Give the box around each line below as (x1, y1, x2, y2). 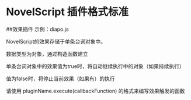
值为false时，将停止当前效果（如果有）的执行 (6, 75, 115, 82)
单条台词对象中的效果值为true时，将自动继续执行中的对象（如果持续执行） (6, 62, 185, 70)
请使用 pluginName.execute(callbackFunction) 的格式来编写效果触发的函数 (6, 87, 185, 94)
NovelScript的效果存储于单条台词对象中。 (6, 38, 106, 45)
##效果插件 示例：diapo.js (6, 26, 69, 33)
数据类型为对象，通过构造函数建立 (6, 50, 88, 57)
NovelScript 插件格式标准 (6, 5, 129, 19)
